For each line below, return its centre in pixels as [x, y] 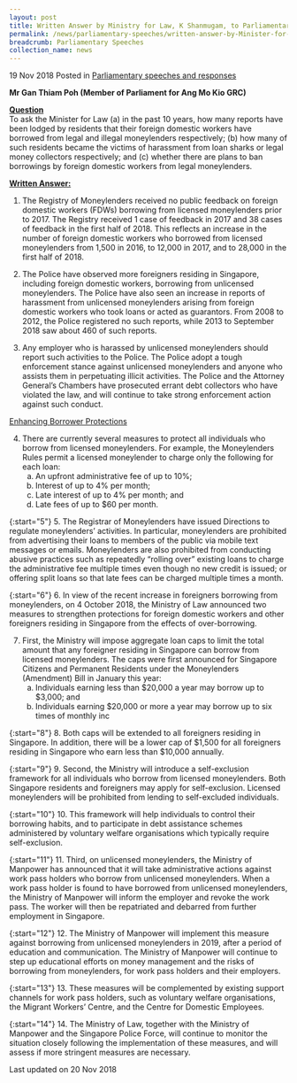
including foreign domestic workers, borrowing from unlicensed [138, 283]
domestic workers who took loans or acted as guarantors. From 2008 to [153, 312]
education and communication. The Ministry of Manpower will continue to [144, 952]
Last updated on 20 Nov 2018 [63, 1070]
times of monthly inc [72, 716]
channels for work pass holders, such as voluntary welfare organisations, [142, 998]
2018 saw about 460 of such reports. [89, 331]
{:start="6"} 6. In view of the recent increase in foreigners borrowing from [144, 595]
